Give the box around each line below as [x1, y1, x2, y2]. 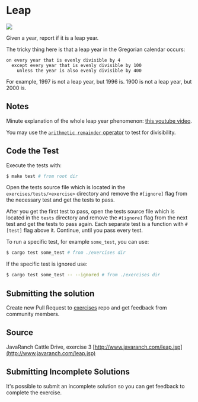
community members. [6, 311, 60, 317]
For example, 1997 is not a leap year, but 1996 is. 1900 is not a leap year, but [6, 78, 192, 85]
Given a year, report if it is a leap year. [6, 34, 99, 42]
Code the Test [6, 146, 59, 156]
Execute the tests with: [6, 161, 62, 169]
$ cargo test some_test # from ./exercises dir [6, 250, 126, 256]
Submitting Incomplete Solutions [6, 367, 130, 377]
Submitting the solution [6, 288, 95, 298]
